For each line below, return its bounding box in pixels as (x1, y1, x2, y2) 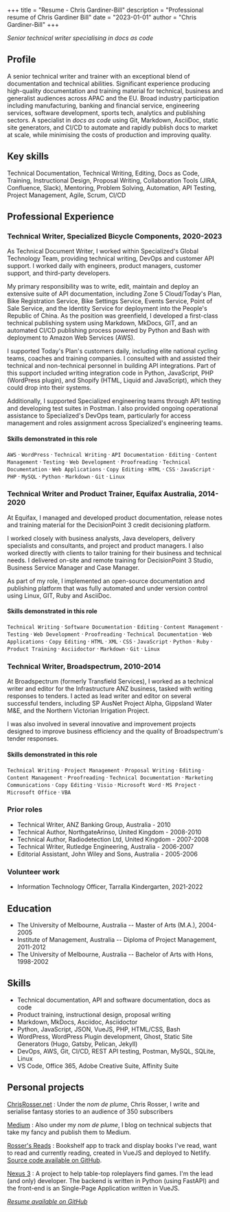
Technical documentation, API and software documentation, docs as (16, 996, 211, 1004)
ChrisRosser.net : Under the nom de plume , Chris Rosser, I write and (7, 1100, 200, 1108)
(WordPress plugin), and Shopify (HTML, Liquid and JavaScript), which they (7, 376, 222, 384)
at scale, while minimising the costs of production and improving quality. (7, 130, 211, 138)
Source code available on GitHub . (7, 1155, 102, 1164)
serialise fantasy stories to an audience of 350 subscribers (7, 1107, 174, 1116)
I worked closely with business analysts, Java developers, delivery (7, 534, 196, 542)
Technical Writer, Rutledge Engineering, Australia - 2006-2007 (16, 842, 194, 850)
